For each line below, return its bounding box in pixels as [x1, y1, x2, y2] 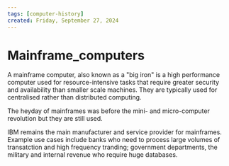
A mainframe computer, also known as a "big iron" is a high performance [7, 71, 220, 79]
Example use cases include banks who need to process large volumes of [7, 136, 220, 144]
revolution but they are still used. [7, 114, 103, 123]
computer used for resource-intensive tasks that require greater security [7, 78, 220, 87]
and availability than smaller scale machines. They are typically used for [7, 85, 218, 94]
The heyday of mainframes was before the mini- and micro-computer [7, 107, 211, 115]
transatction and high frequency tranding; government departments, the [7, 143, 218, 152]
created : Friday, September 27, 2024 [7, 17, 119, 24]
